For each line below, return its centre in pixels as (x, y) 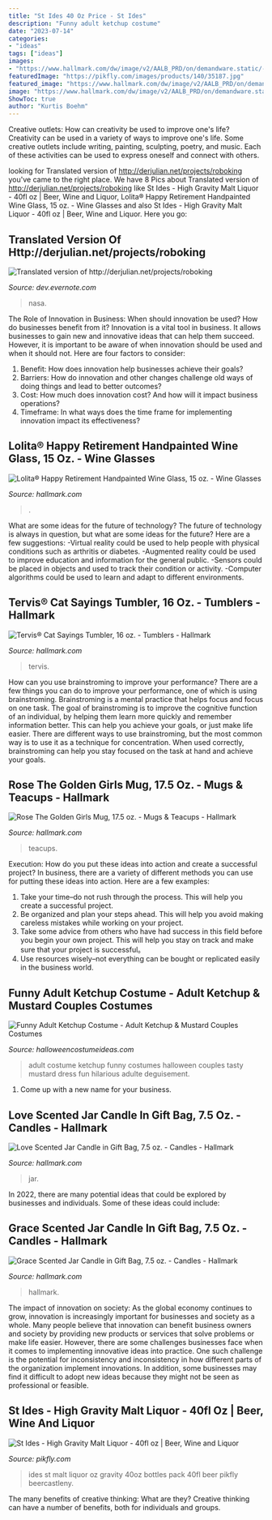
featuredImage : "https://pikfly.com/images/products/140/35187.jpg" (126, 76)
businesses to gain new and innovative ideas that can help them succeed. (132, 336)
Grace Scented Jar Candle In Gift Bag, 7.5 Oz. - (128, 1229)
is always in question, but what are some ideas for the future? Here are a (130, 534)
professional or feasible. (49, 1385)
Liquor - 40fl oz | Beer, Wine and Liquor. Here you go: (98, 214)
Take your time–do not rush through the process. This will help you (131, 897)
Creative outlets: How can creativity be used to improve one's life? (119, 130)
